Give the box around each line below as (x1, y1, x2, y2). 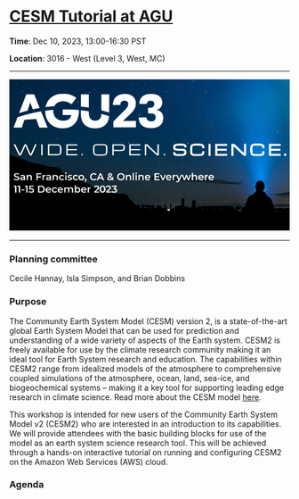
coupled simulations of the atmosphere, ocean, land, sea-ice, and (9, 372, 251, 383)
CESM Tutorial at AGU (9, 6, 174, 27)
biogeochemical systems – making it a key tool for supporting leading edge (9, 382, 285, 393)
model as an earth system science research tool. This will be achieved (9, 437, 267, 448)
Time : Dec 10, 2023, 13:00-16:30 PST (9, 36, 147, 46)
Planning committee (9, 253, 98, 265)
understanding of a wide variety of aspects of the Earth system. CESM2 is (9, 335, 280, 345)
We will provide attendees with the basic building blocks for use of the (9, 428, 267, 438)
